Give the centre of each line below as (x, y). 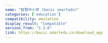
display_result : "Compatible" (36, 23)
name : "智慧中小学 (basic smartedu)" (42, 10)
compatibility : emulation (32, 19)
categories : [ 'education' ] (33, 14)
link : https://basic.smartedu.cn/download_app (54, 33)
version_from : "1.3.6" (28, 28)
